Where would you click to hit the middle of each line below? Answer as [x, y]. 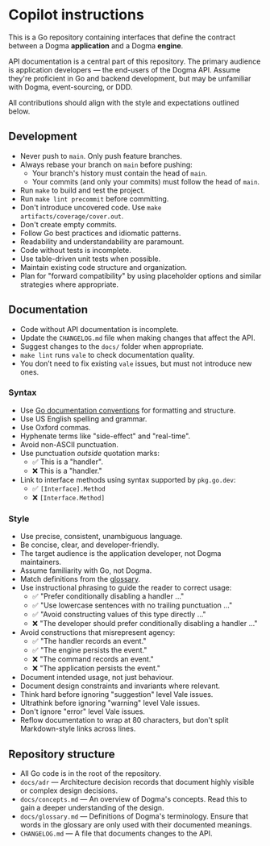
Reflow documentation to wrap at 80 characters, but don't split [124, 720]
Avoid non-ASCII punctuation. [69, 444]
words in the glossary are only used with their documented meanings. [136, 824]
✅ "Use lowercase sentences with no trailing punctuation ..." [132, 605]
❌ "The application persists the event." [96, 668]
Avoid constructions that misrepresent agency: [98, 632]
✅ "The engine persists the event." [89, 650]
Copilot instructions [77, 15]
